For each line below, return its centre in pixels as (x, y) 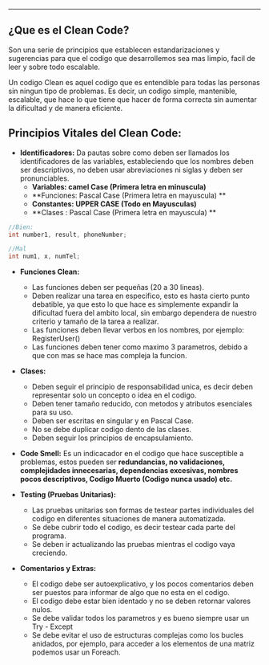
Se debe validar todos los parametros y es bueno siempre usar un (141, 618)
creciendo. (50, 553)
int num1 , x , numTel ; (44, 257)
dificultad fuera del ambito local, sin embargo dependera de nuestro (145, 313)
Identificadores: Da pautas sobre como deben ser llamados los (124, 153)
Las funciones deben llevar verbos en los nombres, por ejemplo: (138, 330)
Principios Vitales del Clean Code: (95, 133)
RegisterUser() (56, 339)
